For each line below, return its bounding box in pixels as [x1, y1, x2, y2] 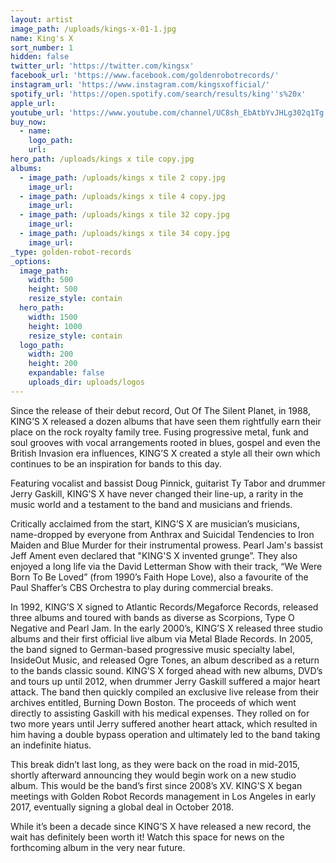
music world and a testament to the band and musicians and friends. [10, 498, 293, 510]
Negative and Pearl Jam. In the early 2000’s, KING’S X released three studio [10, 622, 324, 634]
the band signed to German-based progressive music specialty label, [10, 643, 295, 655]
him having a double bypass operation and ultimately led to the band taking [10, 728, 321, 740]
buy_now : [10, 117, 47, 127]
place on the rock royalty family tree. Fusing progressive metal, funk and [10, 426, 309, 438]
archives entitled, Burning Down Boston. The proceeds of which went [10, 696, 297, 708]
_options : [10, 256, 52, 266]
